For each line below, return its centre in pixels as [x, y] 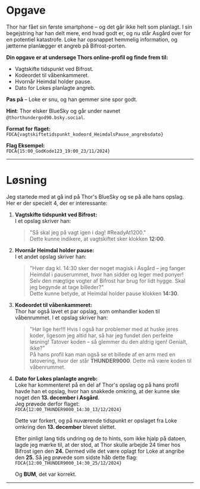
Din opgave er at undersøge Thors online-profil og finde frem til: [87, 57]
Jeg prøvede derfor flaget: [47, 404]
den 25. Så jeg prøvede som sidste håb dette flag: [76, 457]
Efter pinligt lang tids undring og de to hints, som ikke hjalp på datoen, [100, 438]
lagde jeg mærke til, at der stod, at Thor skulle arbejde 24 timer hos [97, 444]
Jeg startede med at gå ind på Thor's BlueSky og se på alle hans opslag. [95, 196]
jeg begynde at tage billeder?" [67, 287]
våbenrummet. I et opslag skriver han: [61, 317]
